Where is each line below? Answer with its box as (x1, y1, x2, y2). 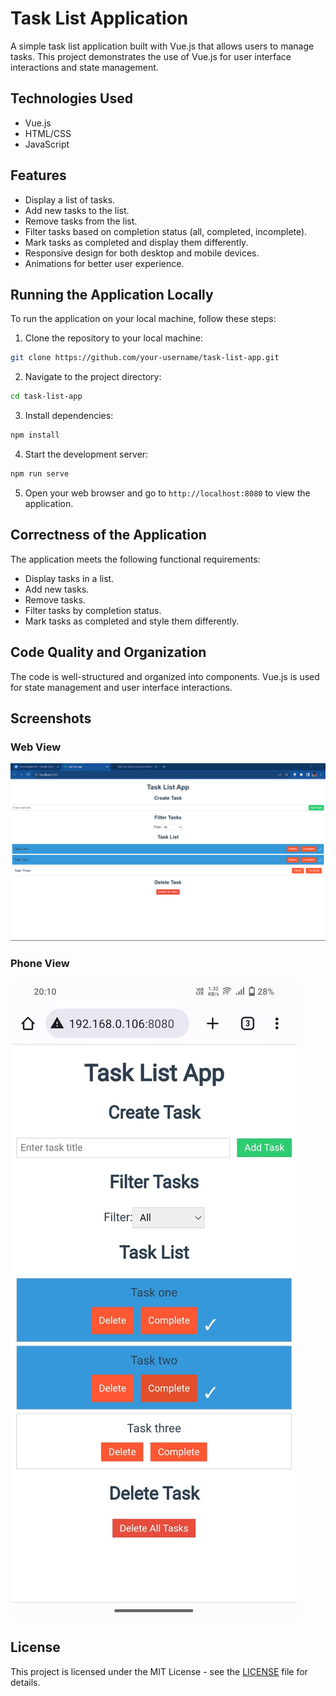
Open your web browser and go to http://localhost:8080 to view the (24, 487, 311, 499)
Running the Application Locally (10, 286, 214, 303)
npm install (10, 430, 60, 441)
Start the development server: (24, 448, 149, 460)
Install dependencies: (24, 410, 114, 422)
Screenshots (10, 710, 92, 727)
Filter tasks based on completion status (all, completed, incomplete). (24, 225, 308, 237)
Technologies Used (10, 90, 133, 107)
